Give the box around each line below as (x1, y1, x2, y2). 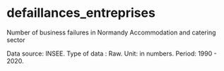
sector (6, 35, 25, 44)
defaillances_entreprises (6, 5, 156, 21)
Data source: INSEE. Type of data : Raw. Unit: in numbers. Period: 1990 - (6, 49, 217, 58)
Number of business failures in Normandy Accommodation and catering (6, 28, 216, 37)
